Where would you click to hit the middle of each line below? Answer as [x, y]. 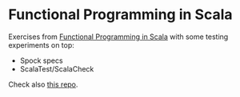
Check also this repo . [43, 84]
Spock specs [41, 60]
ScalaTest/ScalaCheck [57, 68]
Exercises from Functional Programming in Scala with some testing [118, 37]
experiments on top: [41, 45]
